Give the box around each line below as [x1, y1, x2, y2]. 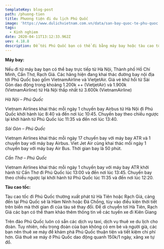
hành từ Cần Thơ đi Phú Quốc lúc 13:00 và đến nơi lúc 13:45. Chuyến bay [5, 169, 152, 175]
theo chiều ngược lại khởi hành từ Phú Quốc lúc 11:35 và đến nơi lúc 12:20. [5, 174, 154, 180]
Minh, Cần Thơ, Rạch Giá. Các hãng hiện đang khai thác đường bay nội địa [5, 71, 155, 77]
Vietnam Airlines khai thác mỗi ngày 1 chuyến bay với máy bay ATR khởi [5, 164, 149, 170]
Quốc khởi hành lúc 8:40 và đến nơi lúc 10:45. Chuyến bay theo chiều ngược [5, 111, 159, 117]
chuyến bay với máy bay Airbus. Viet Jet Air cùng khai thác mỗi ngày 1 [5, 140, 146, 146]
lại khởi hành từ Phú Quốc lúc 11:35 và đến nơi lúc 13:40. [5, 116, 118, 122]
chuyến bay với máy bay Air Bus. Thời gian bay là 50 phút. [5, 145, 122, 151]
